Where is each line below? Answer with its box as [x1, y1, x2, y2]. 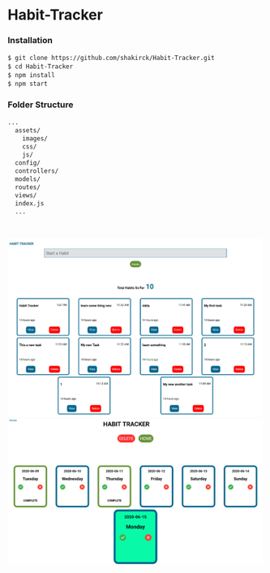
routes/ [15, 183, 41, 192]
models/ [15, 175, 41, 183]
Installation [7, 35, 54, 46]
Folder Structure [7, 99, 74, 110]
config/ [15, 159, 41, 167]
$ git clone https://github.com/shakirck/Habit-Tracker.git [7, 54, 216, 62]
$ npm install [7, 71, 56, 80]
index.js [15, 200, 45, 208]
